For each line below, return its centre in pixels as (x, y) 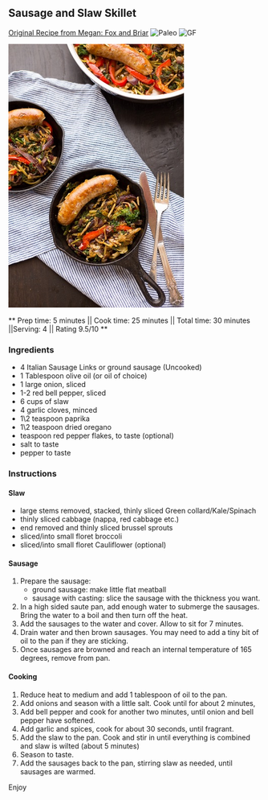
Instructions (33, 474)
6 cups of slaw (45, 402)
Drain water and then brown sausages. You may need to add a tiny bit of (139, 633)
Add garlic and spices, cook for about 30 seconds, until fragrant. (127, 728)
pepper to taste (45, 453)
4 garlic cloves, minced (59, 410)
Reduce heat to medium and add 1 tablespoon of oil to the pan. (124, 695)
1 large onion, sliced (53, 385)
